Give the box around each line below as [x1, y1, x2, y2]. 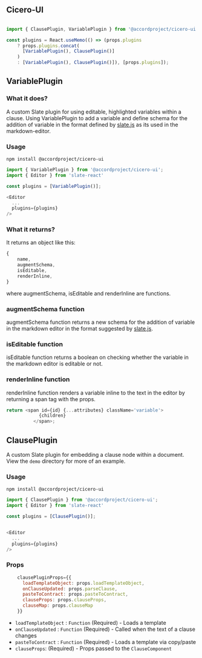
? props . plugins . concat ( [17, 42, 80, 49]
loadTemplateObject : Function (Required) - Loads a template [15, 619, 166, 626]
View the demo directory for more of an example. [6, 457, 126, 465]
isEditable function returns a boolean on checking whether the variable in [6, 353, 189, 361]
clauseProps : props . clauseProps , [22, 597, 107, 603]
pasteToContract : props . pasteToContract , [22, 592, 129, 598]
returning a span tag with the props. [6, 395, 96, 402]
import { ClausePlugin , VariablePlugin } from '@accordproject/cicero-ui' [6, 26, 199, 32]
